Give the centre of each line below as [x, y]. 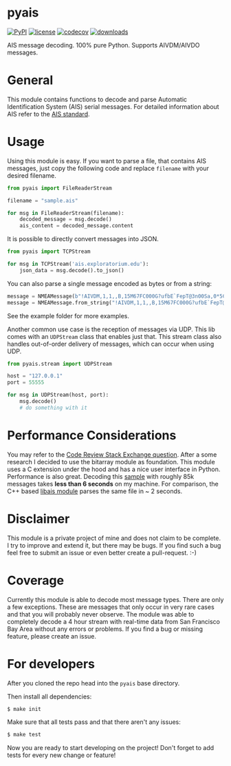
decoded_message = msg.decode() [66, 219]
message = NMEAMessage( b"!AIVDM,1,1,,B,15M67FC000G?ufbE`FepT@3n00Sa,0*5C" [118, 296]
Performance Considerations [92, 435]
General [30, 80]
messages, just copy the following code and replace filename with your [108, 168]
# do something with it [54, 408]
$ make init [24, 709]
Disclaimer [38, 519]
